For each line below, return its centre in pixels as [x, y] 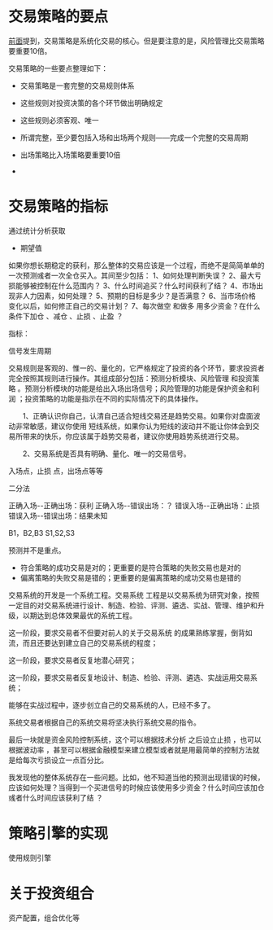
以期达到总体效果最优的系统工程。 [79, 615]
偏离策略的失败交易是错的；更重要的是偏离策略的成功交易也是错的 [130, 577]
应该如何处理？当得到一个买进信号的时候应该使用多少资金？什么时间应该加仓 [136, 787]
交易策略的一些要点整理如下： [58, 68]
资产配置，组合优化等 [44, 918]
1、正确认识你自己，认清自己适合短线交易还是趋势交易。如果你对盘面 [138, 415]
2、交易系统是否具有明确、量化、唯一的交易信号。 [106, 454]
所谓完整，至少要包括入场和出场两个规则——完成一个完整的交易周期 [134, 137]
